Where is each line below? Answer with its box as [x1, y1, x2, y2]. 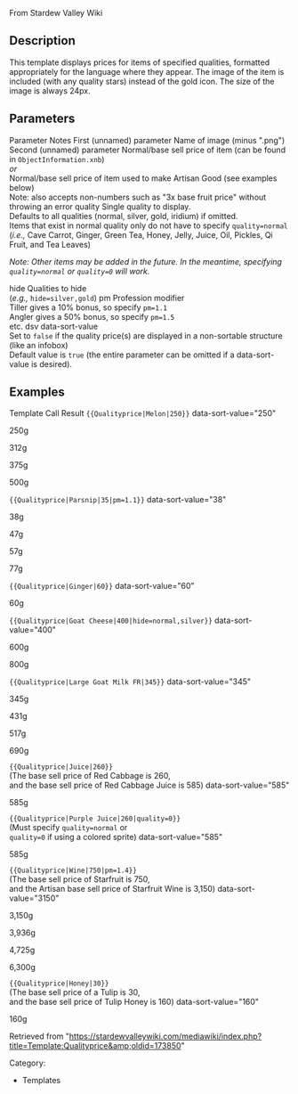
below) [9, 182, 35, 192]
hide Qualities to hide [9, 282, 87, 293]
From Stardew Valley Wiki [9, 8, 103, 18]
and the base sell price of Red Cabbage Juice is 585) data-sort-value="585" [9, 780, 290, 791]
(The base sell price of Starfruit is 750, [9, 874, 150, 885]
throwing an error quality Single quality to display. [9, 200, 191, 212]
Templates [21, 1075, 60, 1086]
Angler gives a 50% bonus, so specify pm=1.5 [9, 311, 175, 322]
